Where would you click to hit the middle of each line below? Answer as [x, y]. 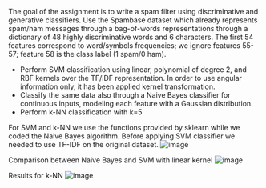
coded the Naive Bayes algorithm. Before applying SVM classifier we [122, 136]
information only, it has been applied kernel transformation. [117, 86]
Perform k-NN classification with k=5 [81, 112]
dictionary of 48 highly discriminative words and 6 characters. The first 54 [131, 37]
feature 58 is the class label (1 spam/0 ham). [93, 54]
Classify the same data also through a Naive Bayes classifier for [125, 95]
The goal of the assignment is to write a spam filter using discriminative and [133, 12]
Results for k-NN [36, 176]
